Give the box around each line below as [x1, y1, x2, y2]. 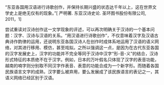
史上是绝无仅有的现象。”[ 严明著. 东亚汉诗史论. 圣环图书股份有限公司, [9, 10, 146, 16]
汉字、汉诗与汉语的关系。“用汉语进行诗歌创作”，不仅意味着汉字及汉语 [13, 33, 155, 38]
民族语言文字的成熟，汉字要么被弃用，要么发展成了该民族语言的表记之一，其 [5, 69, 159, 74]
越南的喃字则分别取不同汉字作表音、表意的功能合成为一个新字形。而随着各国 [5, 63, 159, 69]
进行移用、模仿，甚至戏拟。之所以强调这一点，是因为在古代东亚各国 [21, 45, 159, 50]
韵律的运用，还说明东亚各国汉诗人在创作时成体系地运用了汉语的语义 [18, 39, 155, 44]
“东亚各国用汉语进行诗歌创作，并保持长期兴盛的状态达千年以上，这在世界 [5, 4, 153, 10]
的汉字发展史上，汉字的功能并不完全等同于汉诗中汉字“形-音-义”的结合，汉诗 [5, 51, 159, 57]
